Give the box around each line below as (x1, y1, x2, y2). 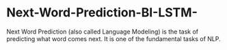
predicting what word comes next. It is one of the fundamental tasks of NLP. (6, 34, 222, 42)
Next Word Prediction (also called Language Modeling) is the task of (6, 27, 199, 36)
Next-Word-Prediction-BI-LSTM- (6, 5, 198, 21)
